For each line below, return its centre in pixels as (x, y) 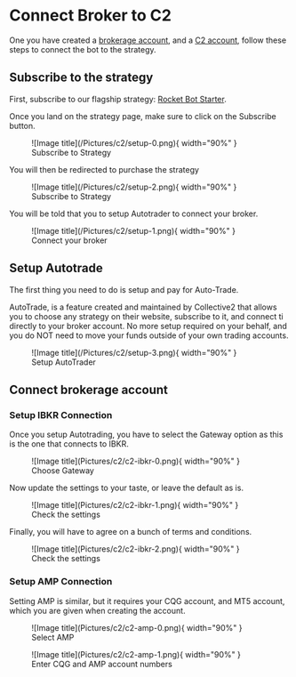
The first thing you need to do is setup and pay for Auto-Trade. (124, 289)
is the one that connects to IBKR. (69, 444)
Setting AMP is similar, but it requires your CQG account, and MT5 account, (147, 600)
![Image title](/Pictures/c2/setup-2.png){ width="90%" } (134, 187)
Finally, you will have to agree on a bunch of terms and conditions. (131, 532)
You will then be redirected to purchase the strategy (104, 169)
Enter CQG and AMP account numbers (102, 664)
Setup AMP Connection (61, 582)
